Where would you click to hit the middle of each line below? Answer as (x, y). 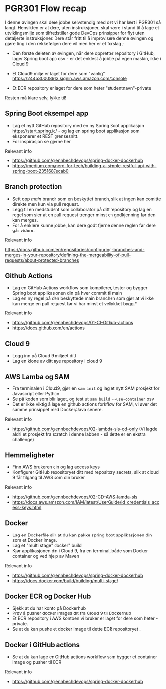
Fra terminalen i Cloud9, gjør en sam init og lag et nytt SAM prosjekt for (86, 388)
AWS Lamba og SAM (38, 376)
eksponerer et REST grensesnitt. (45, 136)
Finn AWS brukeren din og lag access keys (56, 467)
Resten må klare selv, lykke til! (36, 98)
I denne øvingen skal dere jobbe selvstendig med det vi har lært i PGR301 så (83, 22)
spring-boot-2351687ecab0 (40, 171)
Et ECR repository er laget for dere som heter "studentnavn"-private (82, 88)
